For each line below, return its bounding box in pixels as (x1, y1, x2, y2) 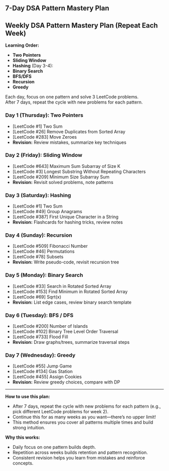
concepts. (12, 460, 34, 466)
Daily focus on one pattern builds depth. (12, 444, 96, 450)
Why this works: (5, 434, 40, 440)
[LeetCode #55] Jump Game (12, 363, 72, 369)
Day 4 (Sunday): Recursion (5, 232, 72, 239)
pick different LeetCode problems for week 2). (12, 409, 109, 415)
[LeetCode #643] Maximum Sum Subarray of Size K (12, 163, 121, 169)
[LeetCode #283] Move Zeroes (12, 134, 77, 140)
